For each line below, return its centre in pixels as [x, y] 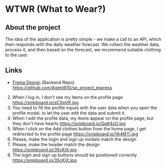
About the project [33, 27]
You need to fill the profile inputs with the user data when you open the [85, 108]
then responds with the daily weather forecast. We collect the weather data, [83, 44]
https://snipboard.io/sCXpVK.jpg [45, 102]
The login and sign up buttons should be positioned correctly [75, 155]
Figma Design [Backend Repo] [43, 82]
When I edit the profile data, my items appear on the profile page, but [83, 118]
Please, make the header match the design [56, 144]
